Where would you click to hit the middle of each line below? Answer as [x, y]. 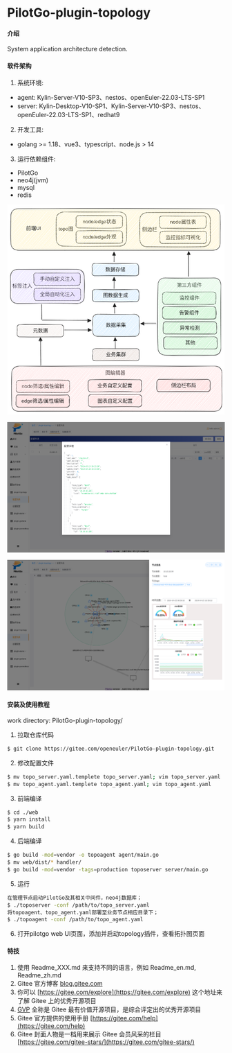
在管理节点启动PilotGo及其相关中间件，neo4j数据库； [75, 898]
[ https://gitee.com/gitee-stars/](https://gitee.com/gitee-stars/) [106, 1042]
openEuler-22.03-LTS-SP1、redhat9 [68, 114]
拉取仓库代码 [35, 734]
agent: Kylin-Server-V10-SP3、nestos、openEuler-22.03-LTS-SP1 [111, 97]
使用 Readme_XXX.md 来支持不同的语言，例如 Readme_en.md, [107, 968]
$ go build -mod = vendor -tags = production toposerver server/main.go [108, 869]
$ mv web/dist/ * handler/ [44, 862]
